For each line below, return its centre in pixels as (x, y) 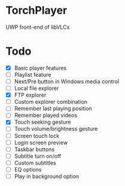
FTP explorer (30, 95)
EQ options (28, 169)
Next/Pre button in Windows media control (67, 81)
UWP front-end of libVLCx (38, 27)
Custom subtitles (35, 163)
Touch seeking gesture (42, 122)
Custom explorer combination (51, 102)
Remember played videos (46, 115)
